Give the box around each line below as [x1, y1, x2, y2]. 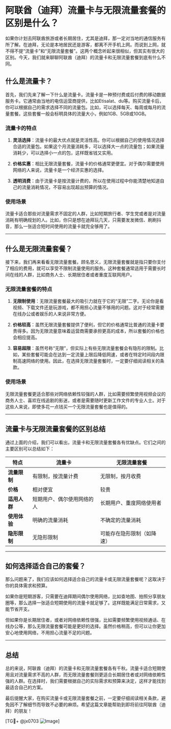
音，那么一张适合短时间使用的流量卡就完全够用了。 [5, 223, 112, 230]
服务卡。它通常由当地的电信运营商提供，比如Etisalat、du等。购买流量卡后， [5, 98, 164, 104]
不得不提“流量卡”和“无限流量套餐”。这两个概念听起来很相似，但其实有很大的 [5, 48, 165, 54]
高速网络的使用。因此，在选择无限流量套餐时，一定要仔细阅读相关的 [17, 358, 160, 364]
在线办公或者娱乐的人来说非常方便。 [12, 311, 89, 317]
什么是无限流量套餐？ [5, 244, 72, 253]
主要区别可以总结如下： [5, 445, 54, 452]
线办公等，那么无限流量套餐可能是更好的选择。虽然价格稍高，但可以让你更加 [5, 623, 166, 629]
